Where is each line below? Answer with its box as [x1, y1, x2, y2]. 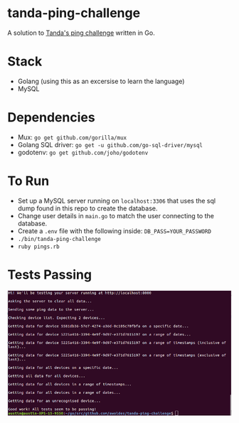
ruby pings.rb [17, 243, 60, 250]
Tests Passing [7, 267, 92, 282]
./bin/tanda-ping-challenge [17, 235, 101, 242]
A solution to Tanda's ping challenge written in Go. [7, 28, 155, 37]
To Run [7, 173, 50, 189]
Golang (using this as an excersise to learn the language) [17, 77, 185, 85]
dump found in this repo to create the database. [17, 204, 158, 213]
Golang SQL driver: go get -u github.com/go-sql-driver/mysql [17, 140, 203, 149]
